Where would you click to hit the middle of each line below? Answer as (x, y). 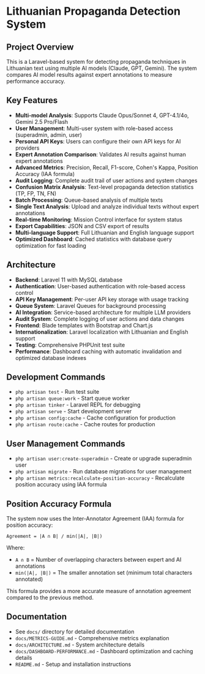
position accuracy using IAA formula (61, 484)
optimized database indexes (51, 358)
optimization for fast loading (51, 245)
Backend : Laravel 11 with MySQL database (69, 280)
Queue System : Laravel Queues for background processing (91, 305)
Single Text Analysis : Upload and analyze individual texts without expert (107, 206)
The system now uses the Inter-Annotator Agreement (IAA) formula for (95, 519)
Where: (16, 548)
